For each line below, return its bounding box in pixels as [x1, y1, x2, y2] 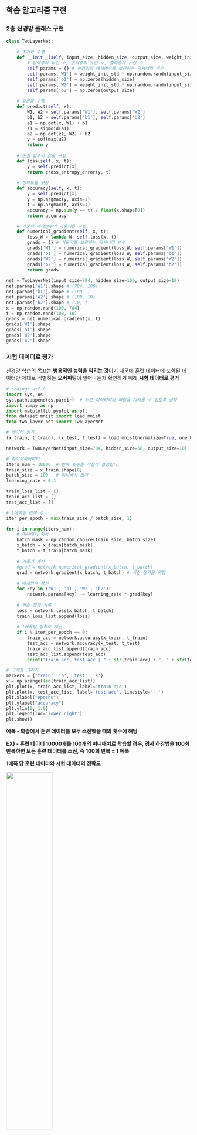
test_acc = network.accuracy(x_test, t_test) [27, 640, 141, 646]
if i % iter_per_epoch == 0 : [16, 630, 88, 636]
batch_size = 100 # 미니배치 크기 [6, 473, 89, 478]
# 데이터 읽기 [6, 430, 35, 436]
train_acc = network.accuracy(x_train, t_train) [27, 635, 148, 641]
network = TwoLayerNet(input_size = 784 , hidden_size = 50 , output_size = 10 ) [6, 445, 188, 451]
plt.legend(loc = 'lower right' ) [6, 711, 83, 717]
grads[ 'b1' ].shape [6, 327, 51, 333]
